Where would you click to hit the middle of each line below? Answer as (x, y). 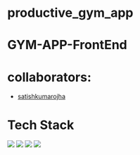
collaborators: (49, 77)
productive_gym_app (70, 13)
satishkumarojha (41, 97)
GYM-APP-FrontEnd (68, 45)
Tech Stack (41, 125)
